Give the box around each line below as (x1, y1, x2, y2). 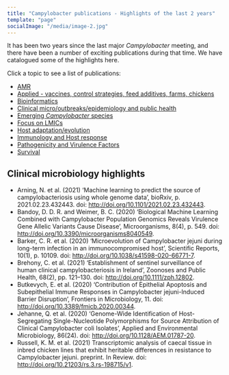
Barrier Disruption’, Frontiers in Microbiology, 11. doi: (16, 295, 164, 303)
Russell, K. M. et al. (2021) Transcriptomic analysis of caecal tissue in (16, 339, 212, 347)
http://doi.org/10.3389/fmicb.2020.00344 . (16, 302, 136, 311)
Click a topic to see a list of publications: (7, 69, 121, 77)
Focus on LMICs (16, 119, 64, 127)
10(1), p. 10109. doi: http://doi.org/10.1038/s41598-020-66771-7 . (16, 251, 196, 260)
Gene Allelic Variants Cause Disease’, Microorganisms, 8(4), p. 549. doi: (16, 222, 220, 231)
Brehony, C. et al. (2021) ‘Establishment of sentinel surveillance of (16, 259, 203, 267)
